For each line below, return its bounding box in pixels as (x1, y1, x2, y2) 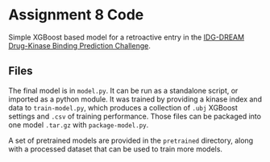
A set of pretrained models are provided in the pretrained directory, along (8, 135, 254, 145)
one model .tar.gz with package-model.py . (8, 119, 149, 130)
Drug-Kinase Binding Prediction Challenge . (8, 40, 151, 50)
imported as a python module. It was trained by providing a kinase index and (8, 94, 262, 104)
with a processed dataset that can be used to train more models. (8, 143, 223, 154)
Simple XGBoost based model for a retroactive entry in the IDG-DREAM (8, 32, 244, 42)
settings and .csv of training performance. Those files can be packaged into (8, 111, 262, 121)
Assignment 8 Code (8, 6, 144, 24)
